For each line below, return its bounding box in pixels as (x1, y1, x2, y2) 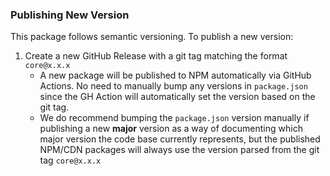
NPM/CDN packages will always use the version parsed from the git (39, 144, 320, 156)
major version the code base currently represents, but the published (39, 133, 321, 145)
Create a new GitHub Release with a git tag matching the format (24, 50, 288, 62)
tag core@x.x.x (39, 154, 102, 167)
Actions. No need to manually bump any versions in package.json (39, 80, 308, 92)
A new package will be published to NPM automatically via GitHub (39, 69, 312, 82)
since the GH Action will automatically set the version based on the (39, 91, 316, 103)
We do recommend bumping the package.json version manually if (39, 112, 310, 124)
